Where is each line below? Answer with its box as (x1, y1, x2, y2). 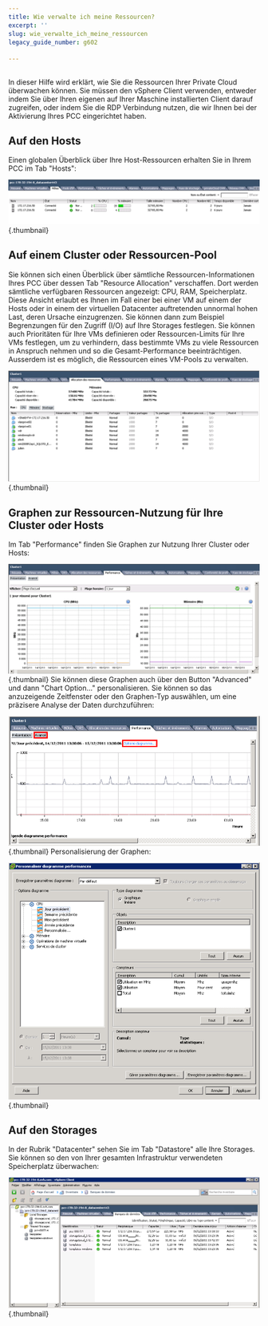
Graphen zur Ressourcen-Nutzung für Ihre (8, 506, 223, 519)
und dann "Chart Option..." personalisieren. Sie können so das (8, 683, 212, 693)
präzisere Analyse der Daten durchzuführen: (8, 700, 155, 710)
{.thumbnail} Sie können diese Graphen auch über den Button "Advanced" (8, 675, 252, 685)
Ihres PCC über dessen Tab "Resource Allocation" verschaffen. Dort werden (8, 278, 259, 287)
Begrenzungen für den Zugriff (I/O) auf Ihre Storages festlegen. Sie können (8, 320, 255, 330)
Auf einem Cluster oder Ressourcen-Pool (8, 248, 217, 262)
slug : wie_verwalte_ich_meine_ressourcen (8, 30, 148, 37)
